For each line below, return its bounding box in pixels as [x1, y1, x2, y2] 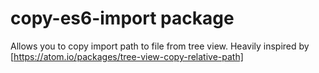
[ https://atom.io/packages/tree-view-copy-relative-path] [10, 50, 244, 62]
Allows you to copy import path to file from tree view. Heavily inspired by [10, 40, 310, 52]
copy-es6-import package [10, 7, 235, 30]
